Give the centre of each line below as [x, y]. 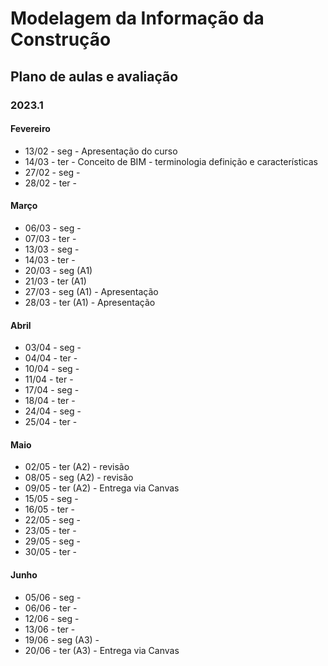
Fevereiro [30, 129]
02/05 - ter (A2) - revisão [77, 467]
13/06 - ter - [50, 629]
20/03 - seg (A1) [58, 270]
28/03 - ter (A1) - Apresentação [90, 302]
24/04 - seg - [53, 411]
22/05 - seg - [52, 520]
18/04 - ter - [50, 401]
